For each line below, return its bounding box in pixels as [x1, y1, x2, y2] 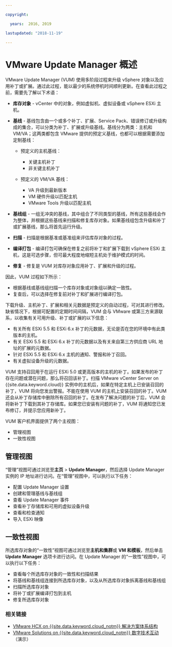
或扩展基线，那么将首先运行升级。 [12, 224, 85, 230]
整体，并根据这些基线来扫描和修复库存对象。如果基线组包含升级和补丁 [17, 217, 166, 223]
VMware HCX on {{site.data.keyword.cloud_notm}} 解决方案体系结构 [12, 623, 158, 630]
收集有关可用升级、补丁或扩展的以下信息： [18, 315, 109, 321]
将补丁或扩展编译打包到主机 [12, 590, 72, 596]
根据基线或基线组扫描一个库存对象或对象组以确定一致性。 [12, 284, 135, 291]
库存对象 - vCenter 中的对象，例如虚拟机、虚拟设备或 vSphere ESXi [12, 101, 156, 107]
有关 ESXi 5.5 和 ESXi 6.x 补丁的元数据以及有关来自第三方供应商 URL [12, 338, 158, 345]
